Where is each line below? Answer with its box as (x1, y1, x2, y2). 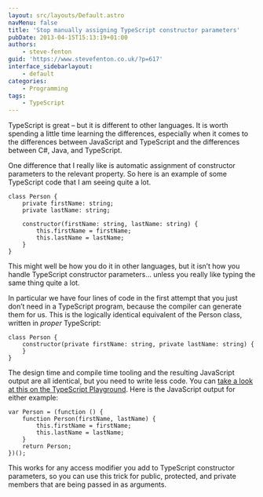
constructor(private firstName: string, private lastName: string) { (22, 341, 255, 349)
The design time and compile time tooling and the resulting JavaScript (8, 368, 236, 378)
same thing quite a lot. (8, 278, 80, 287)
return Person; (22, 443, 72, 451)
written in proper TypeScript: (8, 319, 101, 328)
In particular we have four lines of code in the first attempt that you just (8, 294, 238, 303)
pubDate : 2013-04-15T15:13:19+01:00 (8, 33, 128, 42)
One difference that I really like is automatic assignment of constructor (8, 161, 236, 170)
